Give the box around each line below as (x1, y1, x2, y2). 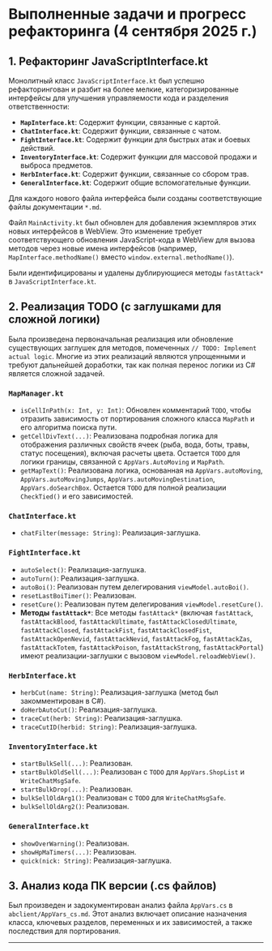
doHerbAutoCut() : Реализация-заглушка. (19, 705, 158, 714)
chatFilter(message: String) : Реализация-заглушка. (19, 528, 201, 538)
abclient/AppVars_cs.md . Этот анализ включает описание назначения (8, 909, 247, 919)
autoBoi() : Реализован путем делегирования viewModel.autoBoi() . (19, 581, 249, 592)
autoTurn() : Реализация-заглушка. (19, 573, 139, 583)
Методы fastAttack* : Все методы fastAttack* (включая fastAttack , (19, 607, 253, 617)
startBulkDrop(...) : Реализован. (19, 784, 134, 795)
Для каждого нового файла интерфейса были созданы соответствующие (8, 194, 262, 203)
